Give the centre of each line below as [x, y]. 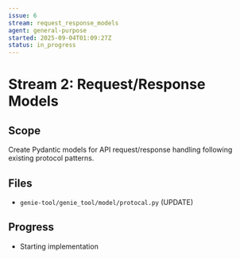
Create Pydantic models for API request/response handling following [120, 150]
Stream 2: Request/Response [107, 85]
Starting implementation [59, 246]
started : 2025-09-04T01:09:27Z [60, 38]
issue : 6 [23, 15]
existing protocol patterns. [51, 158]
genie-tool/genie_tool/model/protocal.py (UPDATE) [106, 202]
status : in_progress [43, 45]
